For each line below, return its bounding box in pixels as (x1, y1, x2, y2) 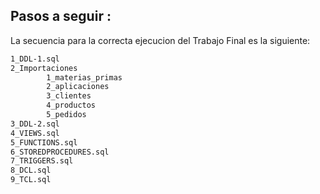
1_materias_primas (46, 72, 123, 83)
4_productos (46, 100, 97, 111)
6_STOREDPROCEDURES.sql (10, 147, 110, 157)
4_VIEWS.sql (10, 128, 60, 138)
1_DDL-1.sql (10, 54, 60, 64)
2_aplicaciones (46, 82, 110, 92)
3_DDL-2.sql (10, 119, 60, 129)
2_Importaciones (10, 63, 78, 73)
